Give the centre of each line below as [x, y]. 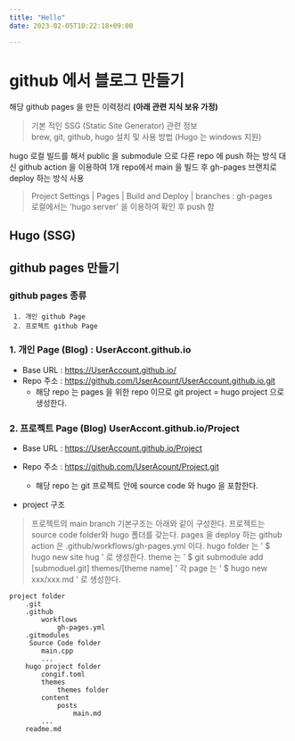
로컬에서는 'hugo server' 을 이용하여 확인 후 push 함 [123, 207]
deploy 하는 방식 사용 [47, 179]
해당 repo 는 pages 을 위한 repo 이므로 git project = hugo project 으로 [160, 391]
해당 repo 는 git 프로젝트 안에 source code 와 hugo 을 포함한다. [147, 486]
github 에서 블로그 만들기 [97, 80]
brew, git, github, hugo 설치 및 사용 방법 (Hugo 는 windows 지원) [146, 137]
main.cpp [57, 651]
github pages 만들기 [65, 268]
